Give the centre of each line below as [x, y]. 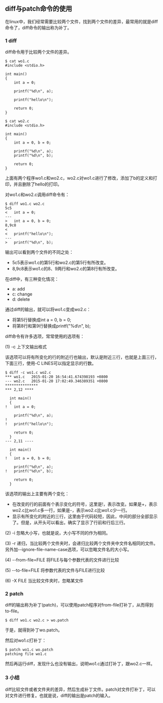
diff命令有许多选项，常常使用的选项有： [45, 337]
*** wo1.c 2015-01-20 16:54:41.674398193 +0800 [57, 377]
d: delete [21, 299]
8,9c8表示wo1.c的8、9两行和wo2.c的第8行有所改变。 [66, 269]
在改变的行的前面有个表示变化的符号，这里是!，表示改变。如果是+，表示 [85, 504]
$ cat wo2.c [17, 121]
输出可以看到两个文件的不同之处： [39, 252]
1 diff [11, 41]
